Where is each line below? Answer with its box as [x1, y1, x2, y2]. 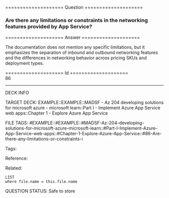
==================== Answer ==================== [5, 35, 140, 41]
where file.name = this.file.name [5, 179, 78, 184]
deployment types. [5, 60, 44, 66]
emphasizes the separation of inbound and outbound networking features [5, 50, 158, 56]
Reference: [5, 155, 28, 161]
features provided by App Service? [5, 23, 93, 30]
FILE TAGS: [5, 120, 29, 126]
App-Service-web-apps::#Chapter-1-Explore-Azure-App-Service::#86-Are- [5, 131, 162, 137]
